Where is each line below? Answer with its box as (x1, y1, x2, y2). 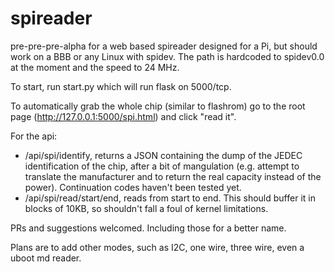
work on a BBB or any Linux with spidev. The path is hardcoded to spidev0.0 (10, 50, 325, 62)
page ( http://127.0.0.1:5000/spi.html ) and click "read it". (10, 110, 237, 122)
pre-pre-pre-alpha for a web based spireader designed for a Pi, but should (10, 40, 318, 52)
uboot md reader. (10, 252, 82, 264)
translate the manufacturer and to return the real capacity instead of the (24, 170, 322, 182)
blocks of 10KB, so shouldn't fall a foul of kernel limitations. (24, 202, 269, 214)
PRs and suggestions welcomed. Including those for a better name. (10, 222, 287, 234)
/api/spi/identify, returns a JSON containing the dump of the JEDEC (24, 149, 303, 161)
